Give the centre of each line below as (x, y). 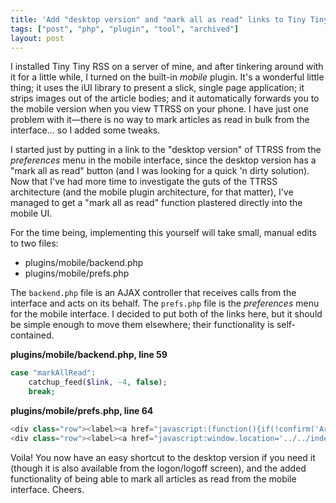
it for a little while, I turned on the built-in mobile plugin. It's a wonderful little (167, 77)
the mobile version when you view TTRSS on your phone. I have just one (159, 109)
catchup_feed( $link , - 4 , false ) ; (98, 382)
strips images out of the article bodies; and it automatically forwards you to (165, 98)
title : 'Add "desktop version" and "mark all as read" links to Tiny (158, 19)
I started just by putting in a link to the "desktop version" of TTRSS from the (166, 150)
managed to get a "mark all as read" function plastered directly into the (156, 203)
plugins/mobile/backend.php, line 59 (89, 355)
